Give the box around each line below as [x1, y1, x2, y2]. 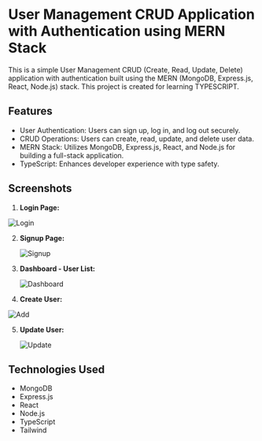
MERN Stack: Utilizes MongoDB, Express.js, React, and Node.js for [19, 142, 236, 151]
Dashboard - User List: [19, 264, 96, 273]
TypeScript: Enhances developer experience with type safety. [19, 159, 220, 169]
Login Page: [19, 202, 60, 212]
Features [8, 105, 53, 118]
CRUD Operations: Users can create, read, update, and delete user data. [19, 134, 254, 143]
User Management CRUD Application [8, 6, 256, 24]
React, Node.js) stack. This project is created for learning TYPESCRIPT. [8, 81, 240, 91]
